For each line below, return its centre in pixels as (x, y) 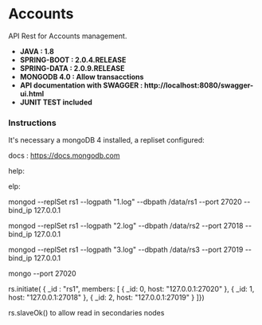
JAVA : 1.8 (37, 51)
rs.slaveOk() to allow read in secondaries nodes (86, 313)
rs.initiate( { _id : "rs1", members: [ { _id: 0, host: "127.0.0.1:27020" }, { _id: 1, (131, 289)
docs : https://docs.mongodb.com (64, 155)
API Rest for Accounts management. (68, 36)
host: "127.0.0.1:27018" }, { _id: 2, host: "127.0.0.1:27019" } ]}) (106, 298)
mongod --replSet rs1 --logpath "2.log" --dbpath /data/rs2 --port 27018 (126, 226)
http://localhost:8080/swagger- (199, 85)
